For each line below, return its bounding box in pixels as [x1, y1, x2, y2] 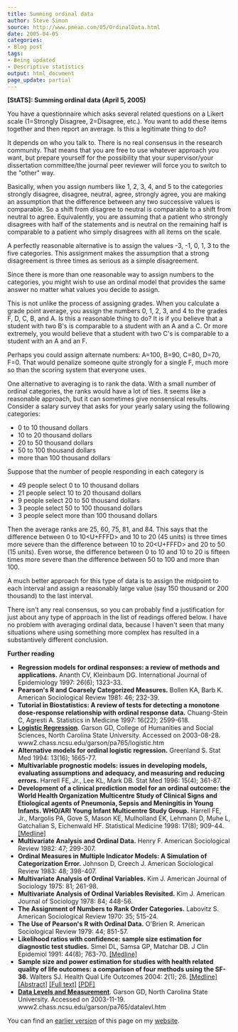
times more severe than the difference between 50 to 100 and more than [7, 555, 220, 564]
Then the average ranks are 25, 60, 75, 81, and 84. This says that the [7, 525, 208, 533]
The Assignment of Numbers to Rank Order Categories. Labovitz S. [17, 905, 219, 913]
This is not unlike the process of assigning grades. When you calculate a [7, 299, 220, 308]
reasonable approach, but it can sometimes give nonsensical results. [7, 395, 209, 403]
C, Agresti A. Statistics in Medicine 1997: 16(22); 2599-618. [17, 716, 190, 724]
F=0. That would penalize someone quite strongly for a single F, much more [7, 358, 229, 366]
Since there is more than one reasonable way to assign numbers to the [7, 271, 215, 279]
